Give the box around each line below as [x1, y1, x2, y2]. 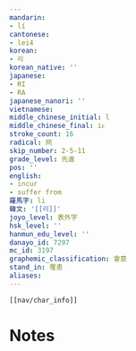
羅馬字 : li [9, 196, 47, 206]
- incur [9, 180, 38, 189]
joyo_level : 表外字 [9, 212, 78, 222]
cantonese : [9, 30, 50, 39]
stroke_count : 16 [9, 130, 74, 139]
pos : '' [9, 163, 38, 172]
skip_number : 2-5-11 [9, 146, 87, 155]
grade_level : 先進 [9, 154, 75, 164]
